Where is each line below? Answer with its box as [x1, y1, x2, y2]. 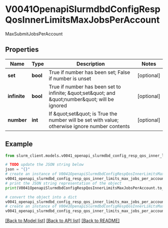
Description [76, 60, 105, 67]
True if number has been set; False [48, 69, 130, 76]
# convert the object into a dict [5, 194, 77, 199]
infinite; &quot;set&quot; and [48, 89, 115, 96]
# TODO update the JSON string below [5, 162, 84, 167]
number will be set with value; [48, 117, 119, 124]
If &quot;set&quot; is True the [48, 110, 117, 117]
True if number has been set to [48, 83, 121, 90]
